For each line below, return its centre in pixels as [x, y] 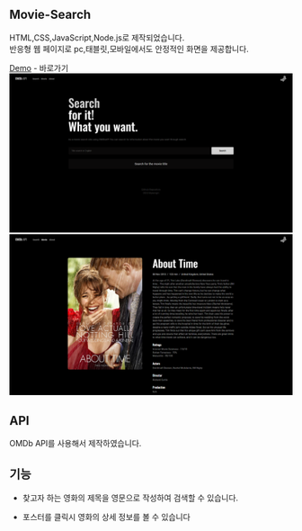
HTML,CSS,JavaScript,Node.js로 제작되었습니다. [97, 37]
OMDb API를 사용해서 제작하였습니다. [75, 444]
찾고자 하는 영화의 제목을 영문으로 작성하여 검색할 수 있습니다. [130, 498]
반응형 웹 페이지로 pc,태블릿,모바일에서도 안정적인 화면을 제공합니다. [129, 49]
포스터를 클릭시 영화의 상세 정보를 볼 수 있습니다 [106, 517]
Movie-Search [50, 15]
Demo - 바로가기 [39, 67]
